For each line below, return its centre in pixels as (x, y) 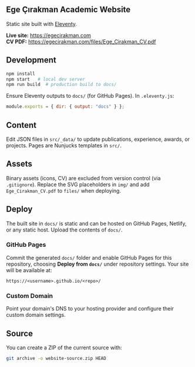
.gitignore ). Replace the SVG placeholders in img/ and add (78, 184)
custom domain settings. (36, 315)
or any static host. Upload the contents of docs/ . (64, 230)
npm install (21, 74)
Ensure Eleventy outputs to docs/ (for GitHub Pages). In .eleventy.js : (90, 96)
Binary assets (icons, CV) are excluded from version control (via (83, 178)
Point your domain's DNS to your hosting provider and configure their (90, 309)
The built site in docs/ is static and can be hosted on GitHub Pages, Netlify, (96, 223)
